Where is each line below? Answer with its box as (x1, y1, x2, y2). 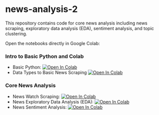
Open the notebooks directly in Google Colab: (5, 40, 100, 46)
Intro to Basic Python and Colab (5, 52, 84, 59)
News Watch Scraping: (12, 93, 60, 99)
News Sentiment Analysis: (12, 104, 67, 110)
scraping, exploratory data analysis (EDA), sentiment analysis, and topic (5, 25, 154, 31)
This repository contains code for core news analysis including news (5, 20, 147, 26)
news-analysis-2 (5, 3, 78, 15)
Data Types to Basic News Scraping (12, 69, 87, 75)
